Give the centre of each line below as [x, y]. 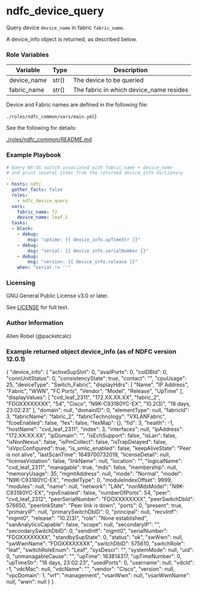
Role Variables [28, 54]
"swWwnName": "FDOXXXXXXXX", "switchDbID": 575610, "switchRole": [96, 544]
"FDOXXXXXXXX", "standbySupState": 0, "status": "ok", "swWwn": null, [95, 537]
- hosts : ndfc [24, 184]
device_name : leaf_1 [43, 217]
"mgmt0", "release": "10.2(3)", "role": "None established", [77, 518]
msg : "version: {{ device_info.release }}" [83, 262]
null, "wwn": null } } [30, 582]
